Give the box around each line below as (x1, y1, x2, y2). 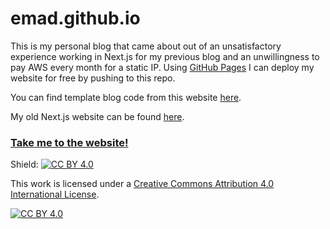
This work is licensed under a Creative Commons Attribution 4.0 (10, 178, 275, 190)
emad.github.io (10, 7, 141, 30)
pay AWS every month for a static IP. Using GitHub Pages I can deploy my (10, 61, 315, 73)
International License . (10, 188, 100, 201)
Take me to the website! (10, 135, 129, 149)
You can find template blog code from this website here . (10, 91, 242, 103)
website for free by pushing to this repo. (10, 72, 176, 84)
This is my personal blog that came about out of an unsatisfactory (10, 40, 282, 52)
